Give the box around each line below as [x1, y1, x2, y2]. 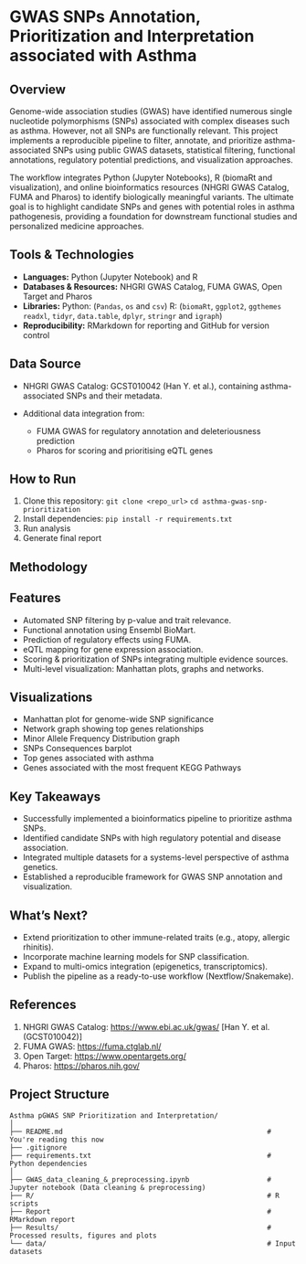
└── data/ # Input [9, 1238, 297, 1248]
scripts [9, 1199, 39, 1208]
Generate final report [22, 533, 102, 544]
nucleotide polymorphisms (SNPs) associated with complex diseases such [9, 116, 290, 126]
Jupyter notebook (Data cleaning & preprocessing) [9, 1183, 206, 1192]
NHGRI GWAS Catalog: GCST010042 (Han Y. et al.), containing [22, 380, 259, 391]
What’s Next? [9, 908, 89, 923]
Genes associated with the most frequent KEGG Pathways [22, 762, 242, 773]
